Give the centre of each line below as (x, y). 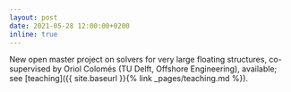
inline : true (34, 34)
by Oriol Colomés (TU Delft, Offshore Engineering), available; (165, 69)
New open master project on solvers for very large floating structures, (138, 60)
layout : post (34, 17)
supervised (30, 69)
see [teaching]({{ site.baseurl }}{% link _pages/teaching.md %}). (129, 79)
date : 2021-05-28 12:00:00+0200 (69, 26)
